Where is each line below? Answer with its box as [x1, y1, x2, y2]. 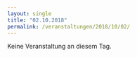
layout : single [7, 10, 52, 17]
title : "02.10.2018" [7, 17, 68, 24]
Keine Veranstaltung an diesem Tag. [7, 42, 112, 51]
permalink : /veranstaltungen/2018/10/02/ [7, 23, 131, 30]
